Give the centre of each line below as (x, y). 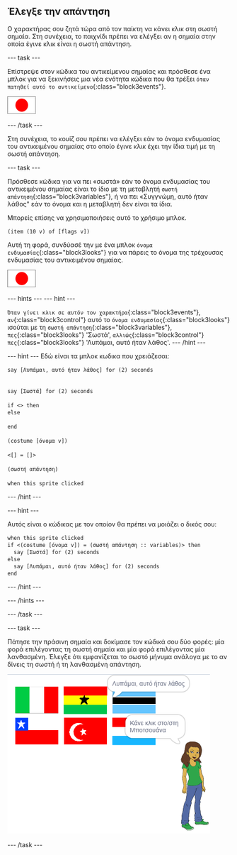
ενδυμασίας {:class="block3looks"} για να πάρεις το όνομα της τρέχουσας (116, 252)
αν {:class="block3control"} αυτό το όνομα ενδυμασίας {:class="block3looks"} (118, 319)
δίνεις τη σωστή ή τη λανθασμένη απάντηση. (74, 664)
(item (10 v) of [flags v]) (49, 231)
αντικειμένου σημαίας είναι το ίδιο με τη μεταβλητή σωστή (93, 189)
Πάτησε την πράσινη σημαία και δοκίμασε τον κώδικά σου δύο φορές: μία (116, 641)
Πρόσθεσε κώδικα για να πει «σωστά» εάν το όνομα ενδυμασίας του (109, 181)
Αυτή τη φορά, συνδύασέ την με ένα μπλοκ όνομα (80, 245)
